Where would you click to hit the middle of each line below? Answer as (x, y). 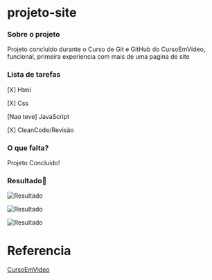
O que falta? (28, 148)
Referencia (39, 251)
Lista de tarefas (34, 75)
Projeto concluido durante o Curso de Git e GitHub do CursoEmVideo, (106, 49)
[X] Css (18, 103)
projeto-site (42, 13)
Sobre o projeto (34, 35)
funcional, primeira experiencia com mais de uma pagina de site (99, 57)
